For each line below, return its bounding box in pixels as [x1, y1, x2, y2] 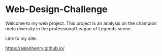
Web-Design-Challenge [5, 4, 108, 15]
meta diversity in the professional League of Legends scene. [5, 25, 132, 31]
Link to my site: [5, 35, 37, 41]
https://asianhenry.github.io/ [5, 45, 65, 51]
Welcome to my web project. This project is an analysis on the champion [5, 20, 157, 26]
